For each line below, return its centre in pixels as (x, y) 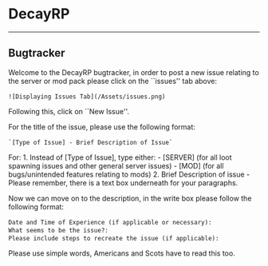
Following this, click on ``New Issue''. (69, 111)
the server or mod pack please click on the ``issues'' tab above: (113, 81)
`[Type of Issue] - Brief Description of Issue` (91, 142)
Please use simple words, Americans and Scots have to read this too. (122, 253)
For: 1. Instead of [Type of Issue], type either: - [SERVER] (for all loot (120, 157)
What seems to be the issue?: (59, 230)
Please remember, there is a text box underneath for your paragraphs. (123, 183)
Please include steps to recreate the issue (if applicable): (114, 238)
